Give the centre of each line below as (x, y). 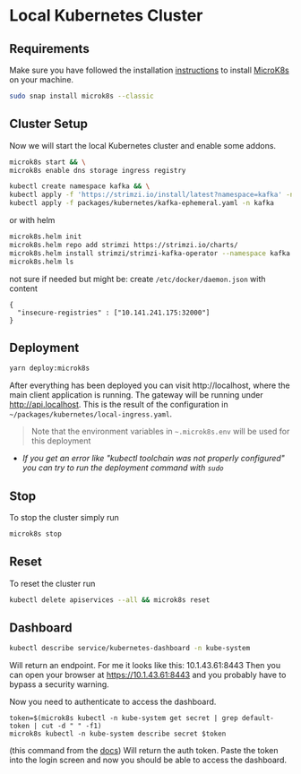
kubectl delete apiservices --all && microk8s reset (110, 600)
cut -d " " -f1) (72, 727)
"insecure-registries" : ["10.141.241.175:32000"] (114, 313)
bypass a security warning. (59, 684)
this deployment (61, 441)
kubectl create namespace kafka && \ (80, 186)
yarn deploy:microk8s (50, 368)
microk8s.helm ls (42, 262)
